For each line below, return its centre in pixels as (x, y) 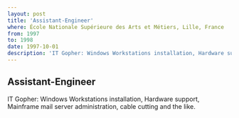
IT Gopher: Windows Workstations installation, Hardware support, (103, 99)
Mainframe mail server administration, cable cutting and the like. (101, 106)
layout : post (27, 14)
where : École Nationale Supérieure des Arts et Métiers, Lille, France (116, 27)
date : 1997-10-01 (33, 47)
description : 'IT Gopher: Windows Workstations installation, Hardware (116, 54)
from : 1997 (23, 34)
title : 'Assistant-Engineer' (51, 20)
